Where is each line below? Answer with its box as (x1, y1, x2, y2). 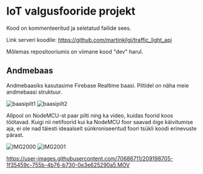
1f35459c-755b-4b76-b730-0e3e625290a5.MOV (6, 161, 130, 169)
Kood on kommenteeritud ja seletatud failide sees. (6, 24, 131, 32)
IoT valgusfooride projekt (6, 4, 136, 18)
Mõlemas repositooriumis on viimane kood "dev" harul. (6, 47, 144, 55)
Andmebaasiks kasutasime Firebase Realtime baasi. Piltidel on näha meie (6, 82, 189, 89)
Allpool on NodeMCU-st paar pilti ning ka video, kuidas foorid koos (6, 111, 173, 119)
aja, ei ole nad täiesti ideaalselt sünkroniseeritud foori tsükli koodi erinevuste (6, 125, 197, 132)
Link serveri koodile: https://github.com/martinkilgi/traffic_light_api (6, 36, 172, 43)
